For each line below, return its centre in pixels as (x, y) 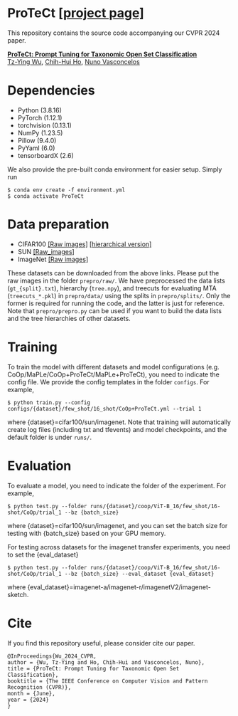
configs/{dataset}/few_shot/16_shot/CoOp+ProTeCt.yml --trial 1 (104, 409)
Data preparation (58, 225)
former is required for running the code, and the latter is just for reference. (116, 303)
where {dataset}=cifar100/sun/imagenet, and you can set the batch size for (118, 525)
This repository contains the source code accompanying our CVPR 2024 (114, 33)
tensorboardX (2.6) (46, 155)
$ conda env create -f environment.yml (66, 190)
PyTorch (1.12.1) (40, 117)
